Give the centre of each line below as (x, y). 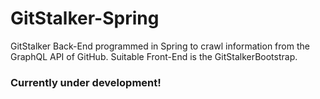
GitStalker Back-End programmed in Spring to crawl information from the (160, 46)
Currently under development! (86, 82)
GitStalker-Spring (85, 18)
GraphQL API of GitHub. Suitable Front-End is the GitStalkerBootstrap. (154, 56)
